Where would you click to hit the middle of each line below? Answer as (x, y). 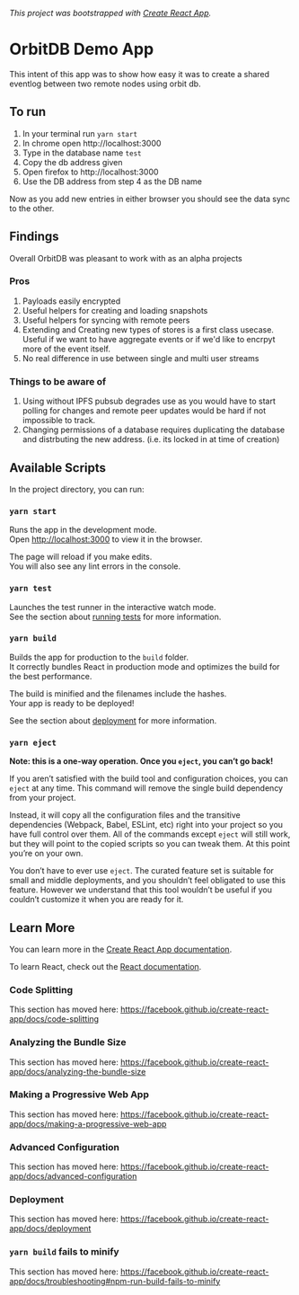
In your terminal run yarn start (79, 133)
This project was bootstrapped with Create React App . (110, 13)
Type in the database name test (82, 153)
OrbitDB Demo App (82, 49)
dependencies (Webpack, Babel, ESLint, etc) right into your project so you (146, 825)
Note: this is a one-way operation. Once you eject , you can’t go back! (141, 761)
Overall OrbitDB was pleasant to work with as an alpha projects (126, 258)
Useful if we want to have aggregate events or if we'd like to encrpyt (149, 339)
